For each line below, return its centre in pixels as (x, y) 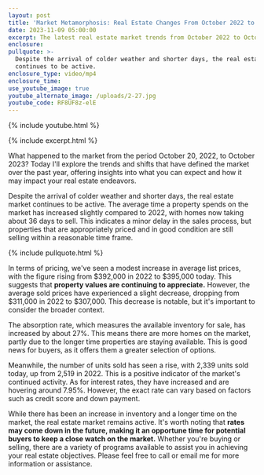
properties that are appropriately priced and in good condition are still (121, 229)
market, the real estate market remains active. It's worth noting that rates (126, 422)
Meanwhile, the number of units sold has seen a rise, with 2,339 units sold (128, 365)
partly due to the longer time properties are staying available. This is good (128, 342)
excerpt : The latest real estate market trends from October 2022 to (125, 37)
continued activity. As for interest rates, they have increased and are (119, 382)
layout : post (29, 15)
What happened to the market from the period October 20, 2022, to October (132, 156)
